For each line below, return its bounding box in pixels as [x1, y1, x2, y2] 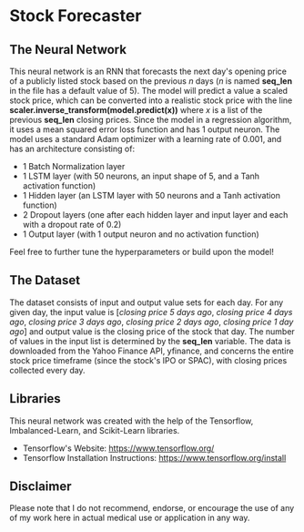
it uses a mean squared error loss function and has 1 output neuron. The [9, 124, 280, 135]
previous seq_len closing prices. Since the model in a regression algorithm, [9, 115, 292, 125]
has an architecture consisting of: [9, 143, 135, 154]
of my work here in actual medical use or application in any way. [9, 512, 250, 524]
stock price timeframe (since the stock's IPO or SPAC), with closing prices [9, 354, 288, 365]
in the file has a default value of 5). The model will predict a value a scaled [9, 86, 289, 96]
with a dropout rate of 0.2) [22, 220, 122, 230]
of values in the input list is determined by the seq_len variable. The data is [9, 335, 291, 346]
